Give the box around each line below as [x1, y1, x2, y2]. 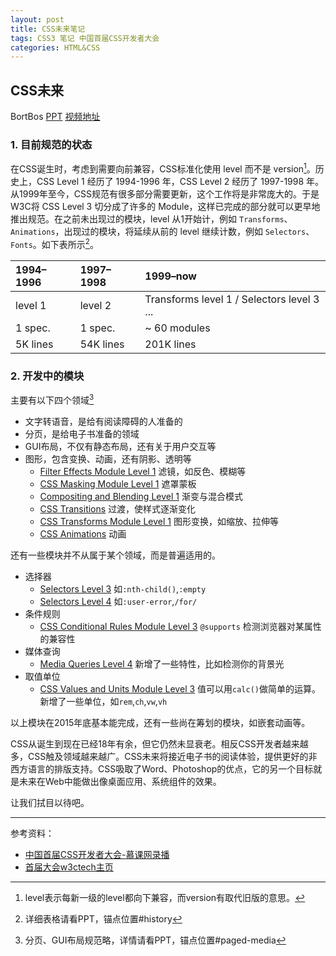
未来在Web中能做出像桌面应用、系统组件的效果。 [18, 775, 222, 787]
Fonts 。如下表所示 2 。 [10, 237, 99, 250]
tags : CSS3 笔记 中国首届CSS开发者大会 [10, 33, 160, 43]
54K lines [79, 337, 125, 351]
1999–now [144, 269, 197, 283]
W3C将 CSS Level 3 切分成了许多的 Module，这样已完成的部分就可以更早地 [10, 201, 321, 213]
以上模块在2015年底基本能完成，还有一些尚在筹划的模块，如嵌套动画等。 [10, 716, 311, 728]
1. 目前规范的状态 [10, 137, 93, 151]
